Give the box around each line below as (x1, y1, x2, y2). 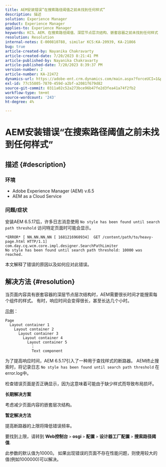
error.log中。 (5, 370, 31, 376)
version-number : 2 (5, 67, 43, 72)
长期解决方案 (5, 391, 31, 397)
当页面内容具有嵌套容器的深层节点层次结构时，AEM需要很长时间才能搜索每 (5, 292, 158, 297)
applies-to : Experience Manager (5, 26, 72, 31)
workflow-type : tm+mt (5, 90, 50, 95)
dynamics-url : (5, 76, 35, 81)
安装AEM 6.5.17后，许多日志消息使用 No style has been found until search (5, 219, 160, 225)
